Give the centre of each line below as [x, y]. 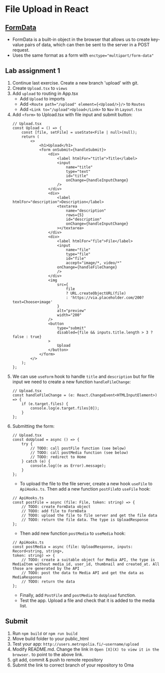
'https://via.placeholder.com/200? [107, 297]
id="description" [84, 219]
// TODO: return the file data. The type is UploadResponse [85, 520]
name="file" [78, 250]
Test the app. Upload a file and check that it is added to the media [87, 600]
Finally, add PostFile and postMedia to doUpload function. [78, 595]
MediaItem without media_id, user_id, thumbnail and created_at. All [86, 564]
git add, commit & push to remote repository [57, 660]
